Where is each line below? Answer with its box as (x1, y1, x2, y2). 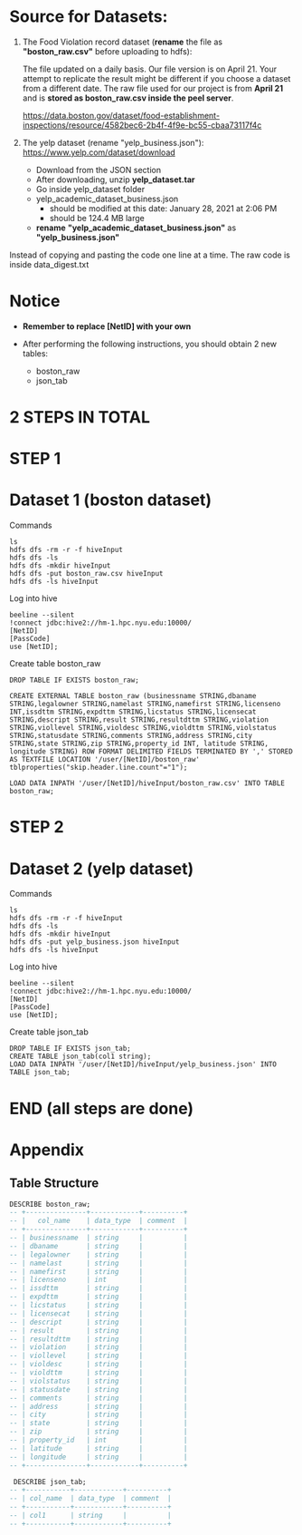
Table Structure (9, 1176, 99, 1191)
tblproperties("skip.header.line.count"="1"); (9, 763, 188, 772)
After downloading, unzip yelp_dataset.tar (35, 174, 196, 185)
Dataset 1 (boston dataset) (9, 490, 212, 510)
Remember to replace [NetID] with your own (22, 320, 192, 332)
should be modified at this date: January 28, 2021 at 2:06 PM (49, 202, 278, 214)
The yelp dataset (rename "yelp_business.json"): (22, 137, 204, 148)
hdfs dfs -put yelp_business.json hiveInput (9, 938, 180, 947)
